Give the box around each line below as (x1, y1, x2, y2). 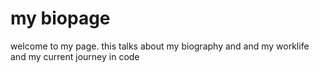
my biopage (10, 7, 111, 30)
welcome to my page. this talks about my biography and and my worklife (10, 40, 310, 52)
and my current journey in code (10, 50, 140, 62)
